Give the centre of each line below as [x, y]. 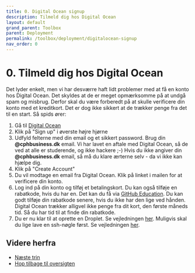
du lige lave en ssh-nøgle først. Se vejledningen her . [77, 224]
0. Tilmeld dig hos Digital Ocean [85, 73]
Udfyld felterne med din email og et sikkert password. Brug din [90, 137]
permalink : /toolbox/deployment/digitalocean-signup [72, 39]
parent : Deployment [30, 33]
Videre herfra [31, 243]
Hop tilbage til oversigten [45, 263]
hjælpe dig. [28, 163]
